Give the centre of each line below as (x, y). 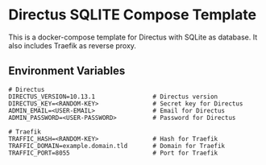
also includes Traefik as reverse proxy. (73, 45)
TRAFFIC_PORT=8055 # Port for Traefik (113, 153)
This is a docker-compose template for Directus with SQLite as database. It (133, 37)
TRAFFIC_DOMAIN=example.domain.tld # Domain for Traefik (117, 146)
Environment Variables (67, 71)
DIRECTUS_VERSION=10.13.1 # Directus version (113, 97)
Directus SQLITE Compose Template (132, 15)
